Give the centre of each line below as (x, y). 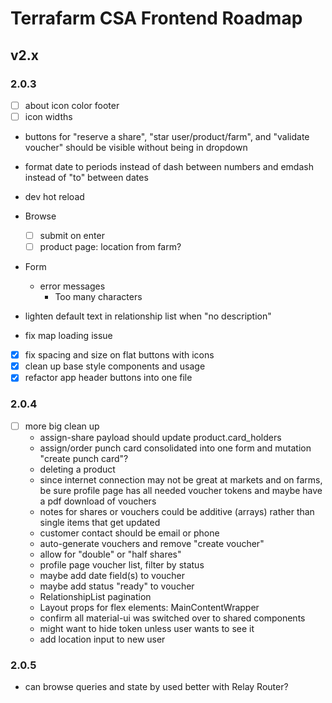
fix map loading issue (68, 336)
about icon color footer (72, 105)
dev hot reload (54, 196)
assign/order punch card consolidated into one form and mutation (175, 448)
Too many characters (98, 297)
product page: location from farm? (110, 247)
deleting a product (77, 469)
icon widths (48, 116)
